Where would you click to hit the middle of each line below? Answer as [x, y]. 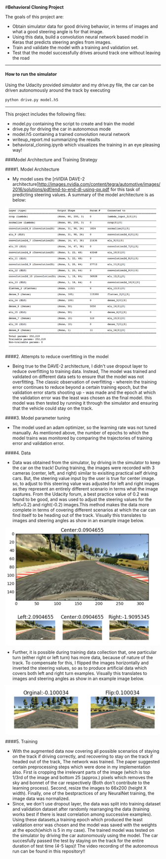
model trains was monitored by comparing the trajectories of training [82, 438]
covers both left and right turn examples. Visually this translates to [80, 674]
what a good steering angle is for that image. [58, 31]
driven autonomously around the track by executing [58, 90]
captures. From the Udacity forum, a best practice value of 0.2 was [81, 494]
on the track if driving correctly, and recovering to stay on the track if [83, 756]
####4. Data [18, 453]
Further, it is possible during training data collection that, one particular [84, 652]
